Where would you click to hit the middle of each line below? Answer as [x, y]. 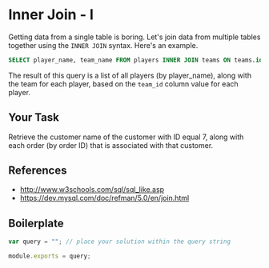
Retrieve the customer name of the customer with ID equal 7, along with [126, 137]
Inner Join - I [51, 15]
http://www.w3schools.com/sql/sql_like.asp [92, 190]
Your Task [34, 118]
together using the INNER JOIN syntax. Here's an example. [103, 45]
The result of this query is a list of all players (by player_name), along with [130, 75]
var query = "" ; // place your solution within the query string [119, 242]
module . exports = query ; [50, 256]
